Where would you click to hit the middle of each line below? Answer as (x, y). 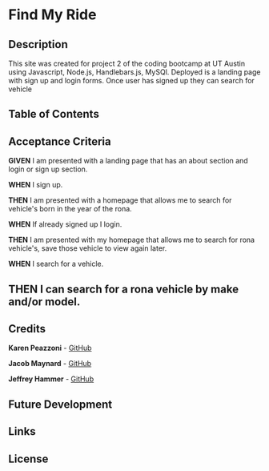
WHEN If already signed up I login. (65, 224)
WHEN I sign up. (36, 185)
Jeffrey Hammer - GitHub (51, 379)
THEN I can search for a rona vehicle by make (123, 289)
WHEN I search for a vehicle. (56, 264)
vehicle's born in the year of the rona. (70, 209)
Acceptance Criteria (60, 141)
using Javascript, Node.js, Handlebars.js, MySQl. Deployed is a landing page (134, 72)
